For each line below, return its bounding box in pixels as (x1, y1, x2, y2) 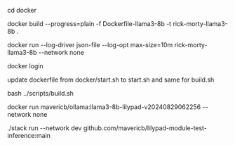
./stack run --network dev (7, 124, 82, 132)
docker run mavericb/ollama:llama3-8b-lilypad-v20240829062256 (7, 103, 201, 111)
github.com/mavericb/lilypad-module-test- (83, 124, 207, 132)
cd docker (7, 6, 37, 14)
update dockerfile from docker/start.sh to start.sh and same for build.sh (7, 75, 215, 84)
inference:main (7, 132, 51, 139)
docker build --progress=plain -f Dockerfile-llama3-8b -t (7, 20, 172, 27)
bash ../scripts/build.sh (7, 89, 74, 97)
